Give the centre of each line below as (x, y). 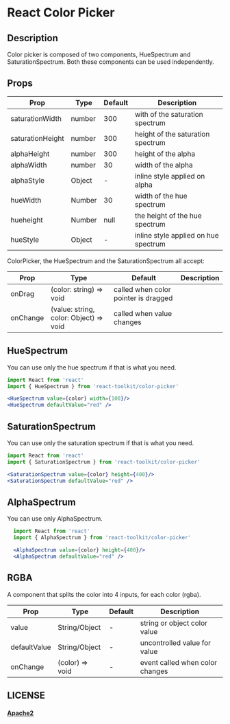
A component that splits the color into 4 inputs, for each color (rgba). (104, 594)
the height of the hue (168, 216)
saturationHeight (37, 138)
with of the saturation (169, 114)
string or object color (174, 623)
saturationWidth (36, 118)
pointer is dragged (143, 298)
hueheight (27, 220)
